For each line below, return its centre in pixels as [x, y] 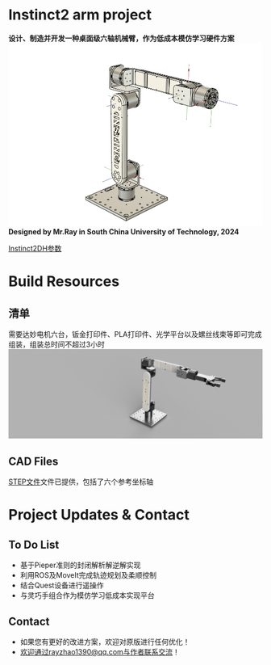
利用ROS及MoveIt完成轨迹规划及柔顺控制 [88, 575]
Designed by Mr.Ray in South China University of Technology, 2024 [124, 232]
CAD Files [33, 461]
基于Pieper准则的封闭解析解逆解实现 [80, 565]
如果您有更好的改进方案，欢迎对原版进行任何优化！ [105, 642]
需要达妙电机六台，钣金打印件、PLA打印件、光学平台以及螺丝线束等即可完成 [135, 335]
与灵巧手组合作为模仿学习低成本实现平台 [87, 596]
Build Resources [64, 282]
